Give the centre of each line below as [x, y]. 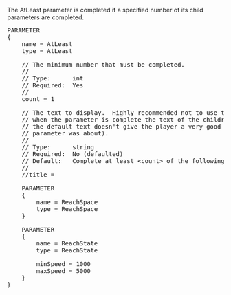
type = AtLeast [47, 51]
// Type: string [58, 147]
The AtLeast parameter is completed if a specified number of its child [106, 10]
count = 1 [38, 99]
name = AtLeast [47, 44]
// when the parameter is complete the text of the [110, 120]
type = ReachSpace [67, 209]
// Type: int [53, 78]
